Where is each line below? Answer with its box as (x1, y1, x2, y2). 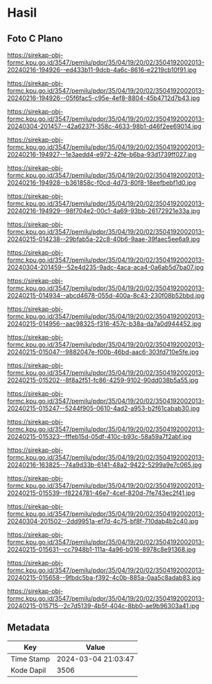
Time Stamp (10, 654, 51, 664)
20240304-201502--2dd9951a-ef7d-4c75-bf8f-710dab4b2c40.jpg (7, 517, 199, 525)
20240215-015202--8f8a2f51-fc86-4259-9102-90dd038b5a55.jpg (7, 376, 199, 384)
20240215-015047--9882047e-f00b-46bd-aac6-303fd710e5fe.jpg (7, 348, 200, 356)
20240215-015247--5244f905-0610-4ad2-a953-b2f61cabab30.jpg (7, 404, 200, 412)
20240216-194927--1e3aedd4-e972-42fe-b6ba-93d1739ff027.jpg (7, 151, 197, 158)
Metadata (7, 622, 50, 633)
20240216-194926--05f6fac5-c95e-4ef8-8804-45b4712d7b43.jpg (7, 94, 200, 102)
